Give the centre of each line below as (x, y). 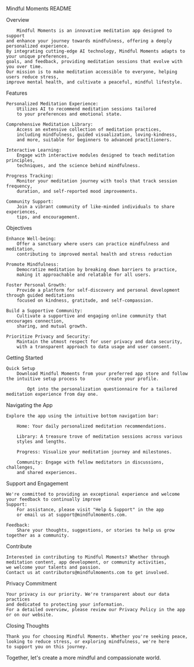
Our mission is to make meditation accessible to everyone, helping (92, 72)
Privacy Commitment (31, 583)
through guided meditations (41, 295)
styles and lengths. (42, 442)
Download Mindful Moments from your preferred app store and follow (102, 373)
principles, (21, 161)
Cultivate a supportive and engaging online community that (92, 316)
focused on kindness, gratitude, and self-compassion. (85, 301)
